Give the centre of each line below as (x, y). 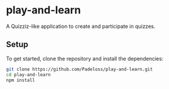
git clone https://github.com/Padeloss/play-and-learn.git (80, 69)
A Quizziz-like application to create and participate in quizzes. (81, 26)
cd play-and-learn (28, 74)
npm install (20, 80)
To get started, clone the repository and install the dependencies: (85, 58)
